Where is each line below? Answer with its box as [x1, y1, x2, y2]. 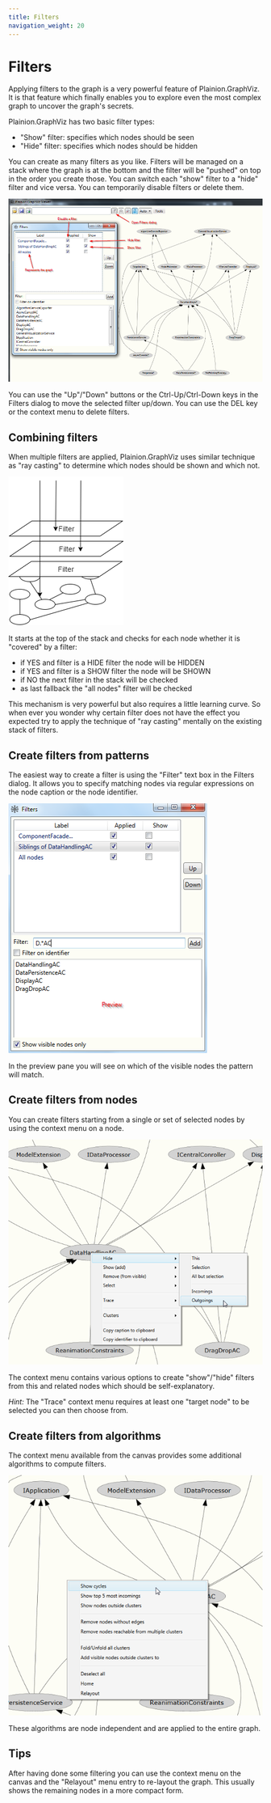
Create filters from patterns [8, 748, 149, 762]
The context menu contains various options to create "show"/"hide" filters [8, 1373, 255, 1382]
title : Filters [8, 13, 60, 21]
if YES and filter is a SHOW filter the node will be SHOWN [19, 667, 211, 676]
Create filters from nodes [8, 1093, 138, 1107]
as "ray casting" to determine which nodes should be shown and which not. [8, 461, 261, 471]
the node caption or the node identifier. [8, 787, 139, 797]
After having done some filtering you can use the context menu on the [8, 1768, 242, 1778]
